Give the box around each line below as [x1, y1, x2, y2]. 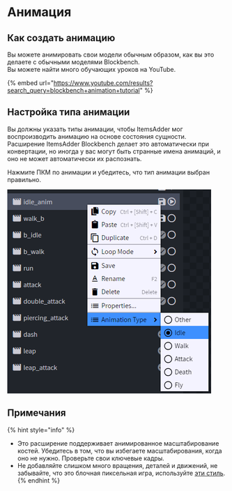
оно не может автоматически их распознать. [7, 154, 142, 163]
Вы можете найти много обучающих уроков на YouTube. [7, 66, 176, 73]
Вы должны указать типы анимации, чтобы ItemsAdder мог [7, 125, 183, 133]
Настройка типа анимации [7, 106, 130, 119]
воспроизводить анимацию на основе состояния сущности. [7, 132, 187, 140]
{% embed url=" [7, 79, 54, 87]
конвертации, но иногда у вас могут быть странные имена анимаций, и [7, 147, 221, 156]
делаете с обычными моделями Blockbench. [7, 58, 141, 66]
